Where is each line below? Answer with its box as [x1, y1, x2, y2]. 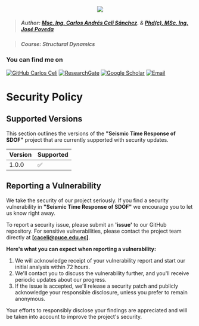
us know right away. [6, 209, 55, 217]
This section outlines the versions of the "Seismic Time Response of [6, 130, 176, 137]
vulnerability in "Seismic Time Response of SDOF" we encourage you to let [6, 203, 193, 210]
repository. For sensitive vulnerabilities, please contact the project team [6, 227, 182, 234]
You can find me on [6, 56, 63, 64]
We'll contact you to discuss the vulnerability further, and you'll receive [14, 269, 189, 277]
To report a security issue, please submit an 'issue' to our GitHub [6, 221, 167, 228]
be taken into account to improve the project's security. [6, 313, 142, 320]
